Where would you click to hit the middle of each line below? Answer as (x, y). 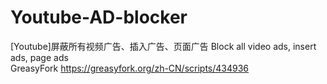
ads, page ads (39, 57)
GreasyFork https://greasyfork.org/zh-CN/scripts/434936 (130, 68)
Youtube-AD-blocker (99, 17)
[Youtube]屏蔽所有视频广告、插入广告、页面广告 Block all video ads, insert (163, 46)
